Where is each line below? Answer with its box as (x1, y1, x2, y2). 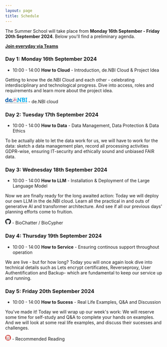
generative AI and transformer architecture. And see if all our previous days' (5, 203, 162, 210)
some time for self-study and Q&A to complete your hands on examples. (5, 314, 154, 320)
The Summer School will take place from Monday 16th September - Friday (5, 28, 160, 34)
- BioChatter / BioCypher (12, 220, 64, 226)
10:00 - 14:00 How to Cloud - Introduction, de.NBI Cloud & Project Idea (12, 67, 159, 73)
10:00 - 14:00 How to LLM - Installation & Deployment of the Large (12, 178, 150, 184)
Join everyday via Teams (5, 43, 59, 49)
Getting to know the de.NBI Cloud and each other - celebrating (5, 77, 135, 83)
